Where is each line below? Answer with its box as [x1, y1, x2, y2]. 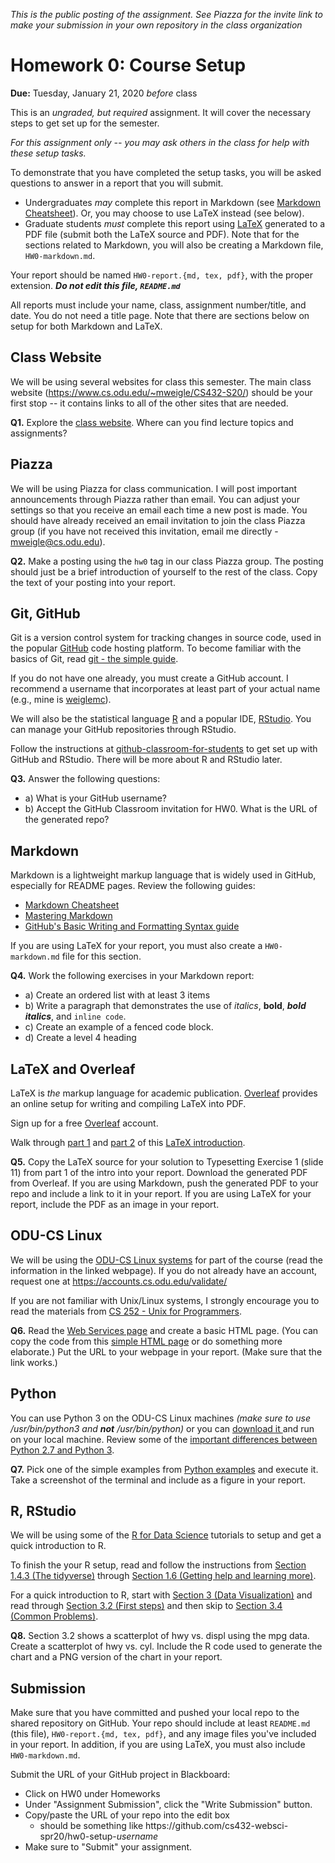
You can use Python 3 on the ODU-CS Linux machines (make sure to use [10, 1412, 312, 1424]
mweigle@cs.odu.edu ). [10, 535, 106, 548]
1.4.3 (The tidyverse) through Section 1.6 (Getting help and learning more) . [10, 1570, 317, 1582]
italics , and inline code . [24, 1010, 127, 1023]
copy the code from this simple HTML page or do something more [10, 1335, 283, 1347]
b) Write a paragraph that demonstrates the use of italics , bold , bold [24, 1000, 307, 1012]
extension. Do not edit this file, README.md [10, 279, 181, 291]
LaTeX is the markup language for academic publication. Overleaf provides [10, 1087, 318, 1099]
